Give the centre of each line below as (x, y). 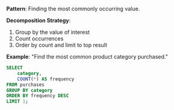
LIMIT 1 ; (17, 102)
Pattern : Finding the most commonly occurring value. (73, 9)
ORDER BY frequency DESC (38, 96)
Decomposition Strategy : (38, 20)
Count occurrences (39, 38)
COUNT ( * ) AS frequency (46, 79)
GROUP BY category (29, 90)
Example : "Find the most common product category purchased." (87, 57)
